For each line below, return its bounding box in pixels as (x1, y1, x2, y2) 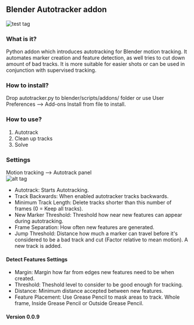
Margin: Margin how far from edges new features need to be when (14, 269, 175, 276)
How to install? (6, 81, 49, 89)
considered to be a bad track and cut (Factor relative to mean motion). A (14, 236, 188, 243)
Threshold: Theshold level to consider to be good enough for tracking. (14, 281, 184, 288)
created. (14, 275, 35, 282)
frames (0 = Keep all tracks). (14, 205, 83, 212)
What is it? (6, 34, 37, 43)
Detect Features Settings (6, 255, 68, 262)
